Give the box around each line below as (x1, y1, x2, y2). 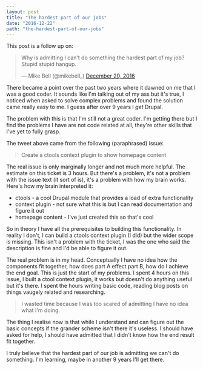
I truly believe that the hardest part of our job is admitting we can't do (6, 350, 179, 357)
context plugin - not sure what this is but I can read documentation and (15, 201, 193, 208)
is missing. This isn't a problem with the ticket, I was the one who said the (6, 238, 190, 245)
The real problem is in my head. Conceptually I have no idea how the (6, 256, 178, 264)
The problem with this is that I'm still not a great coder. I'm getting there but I (6, 115, 198, 122)
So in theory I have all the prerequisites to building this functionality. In (6, 225, 182, 233)
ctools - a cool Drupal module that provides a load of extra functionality (15, 194, 194, 202)
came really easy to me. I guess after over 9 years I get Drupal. (6, 104, 164, 111)
